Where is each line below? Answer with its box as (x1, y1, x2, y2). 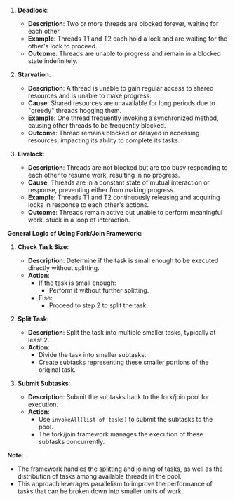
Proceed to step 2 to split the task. (48, 301, 149, 309)
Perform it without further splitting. (48, 286, 149, 294)
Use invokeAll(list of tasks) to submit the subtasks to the (38, 415, 213, 423)
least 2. (27, 336, 50, 344)
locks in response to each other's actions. (27, 201, 149, 209)
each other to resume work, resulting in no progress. (27, 171, 180, 179)
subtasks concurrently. (38, 438, 105, 446)
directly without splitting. (27, 264, 100, 272)
